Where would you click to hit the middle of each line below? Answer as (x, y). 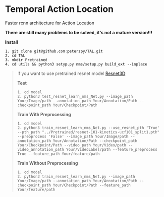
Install (12, 42)
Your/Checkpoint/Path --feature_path (92, 185)
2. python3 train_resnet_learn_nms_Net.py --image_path (76, 176)
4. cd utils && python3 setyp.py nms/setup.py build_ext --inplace (76, 64)
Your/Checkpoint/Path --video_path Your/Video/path (72, 145)
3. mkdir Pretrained (27, 60)
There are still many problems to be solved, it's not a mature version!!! (79, 32)
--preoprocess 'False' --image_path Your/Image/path (73, 136)
